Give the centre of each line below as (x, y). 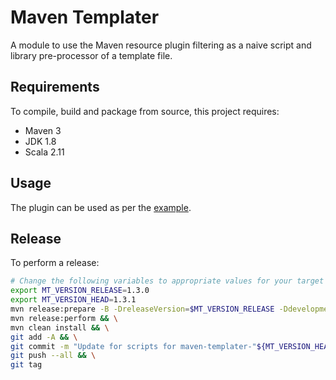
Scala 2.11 (44, 152)
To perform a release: (55, 263)
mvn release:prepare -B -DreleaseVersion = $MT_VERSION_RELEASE (142, 309)
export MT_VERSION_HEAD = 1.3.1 (73, 300)
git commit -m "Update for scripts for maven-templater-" (133, 346)
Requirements (55, 87)
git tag (26, 365)
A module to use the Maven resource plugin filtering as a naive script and (161, 45)
